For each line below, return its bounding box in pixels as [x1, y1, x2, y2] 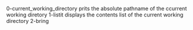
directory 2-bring [6, 18, 49, 24]
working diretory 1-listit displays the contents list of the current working [6, 11, 184, 18]
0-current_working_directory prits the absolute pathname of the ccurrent [6, 5, 187, 12]
